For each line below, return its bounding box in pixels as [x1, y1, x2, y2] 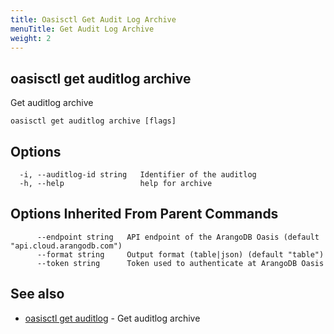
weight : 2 [10, 33, 52, 43]
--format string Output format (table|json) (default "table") [36, 249, 325, 260]
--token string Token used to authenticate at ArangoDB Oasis [36, 258, 325, 268]
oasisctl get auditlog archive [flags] [10, 116, 177, 126]
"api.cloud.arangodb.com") [10, 241, 123, 251]
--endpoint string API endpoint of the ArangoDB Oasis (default [36, 232, 320, 242]
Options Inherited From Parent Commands [10, 206, 279, 223]
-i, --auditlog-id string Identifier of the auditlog [19, 170, 257, 180]
